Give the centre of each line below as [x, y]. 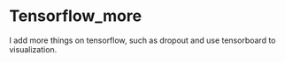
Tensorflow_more [76, 16]
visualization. [33, 49]
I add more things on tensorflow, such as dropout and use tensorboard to [142, 40]
